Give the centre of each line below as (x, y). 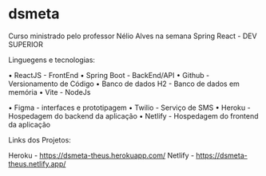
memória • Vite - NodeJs (50, 92)
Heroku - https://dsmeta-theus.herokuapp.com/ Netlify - (101, 155)
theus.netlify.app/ (37, 163)
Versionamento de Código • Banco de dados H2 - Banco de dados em (124, 84)
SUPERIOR (26, 44)
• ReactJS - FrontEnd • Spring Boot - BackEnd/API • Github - (109, 75)
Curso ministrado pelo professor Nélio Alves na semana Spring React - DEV (133, 36)
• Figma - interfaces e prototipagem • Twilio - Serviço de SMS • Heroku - (129, 108)
